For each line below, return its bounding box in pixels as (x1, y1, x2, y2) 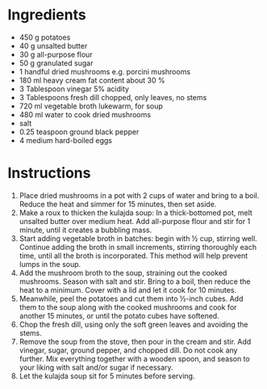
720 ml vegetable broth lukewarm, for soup (19, 101, 163, 111)
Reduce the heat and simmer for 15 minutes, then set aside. (19, 199, 217, 209)
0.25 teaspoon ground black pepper (19, 127, 140, 137)
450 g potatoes (19, 32, 71, 42)
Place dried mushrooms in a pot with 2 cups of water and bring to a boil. (19, 190, 260, 200)
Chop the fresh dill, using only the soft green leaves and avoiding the (19, 319, 248, 329)
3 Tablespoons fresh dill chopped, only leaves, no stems (19, 92, 207, 102)
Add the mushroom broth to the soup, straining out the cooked (19, 268, 227, 277)
